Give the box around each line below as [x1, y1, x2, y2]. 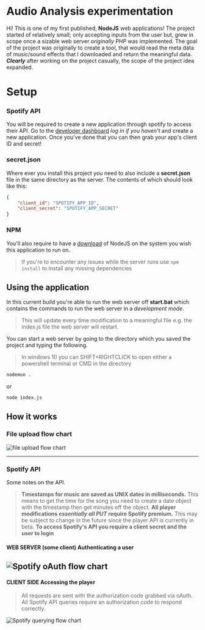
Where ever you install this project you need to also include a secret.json [6, 169, 191, 177]
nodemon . [6, 372, 32, 378]
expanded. [6, 63, 34, 71]
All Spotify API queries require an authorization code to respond [21, 598, 182, 606]
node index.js [6, 395, 43, 401]
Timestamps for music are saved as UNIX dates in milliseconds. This [21, 491, 199, 498]
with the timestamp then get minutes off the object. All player [21, 503, 176, 511]
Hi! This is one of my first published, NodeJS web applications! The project [6, 24, 195, 32]
